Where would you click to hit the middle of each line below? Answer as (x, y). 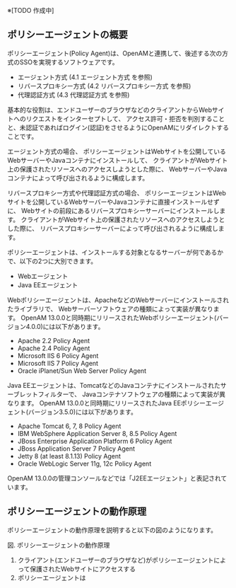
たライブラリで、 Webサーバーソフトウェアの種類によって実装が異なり (110, 309)
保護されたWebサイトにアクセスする (83, 569)
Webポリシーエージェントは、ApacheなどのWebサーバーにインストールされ (118, 300)
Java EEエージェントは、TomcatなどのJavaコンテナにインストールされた (114, 385)
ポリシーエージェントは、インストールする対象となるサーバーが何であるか (116, 252)
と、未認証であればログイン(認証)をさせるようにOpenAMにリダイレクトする (118, 127)
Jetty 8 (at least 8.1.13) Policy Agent (69, 456)
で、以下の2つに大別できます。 (52, 261)
